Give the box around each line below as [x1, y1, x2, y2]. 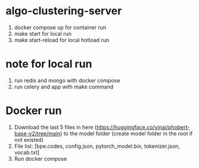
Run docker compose [14, 155, 67, 162]
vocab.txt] [14, 148, 40, 156]
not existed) [14, 136, 44, 143]
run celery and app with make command [14, 83, 114, 90]
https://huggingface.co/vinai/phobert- [97, 123, 190, 131]
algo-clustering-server [5, 4, 122, 18]
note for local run [5, 58, 92, 71]
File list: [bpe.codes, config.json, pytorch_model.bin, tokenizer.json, [14, 142, 180, 150]
